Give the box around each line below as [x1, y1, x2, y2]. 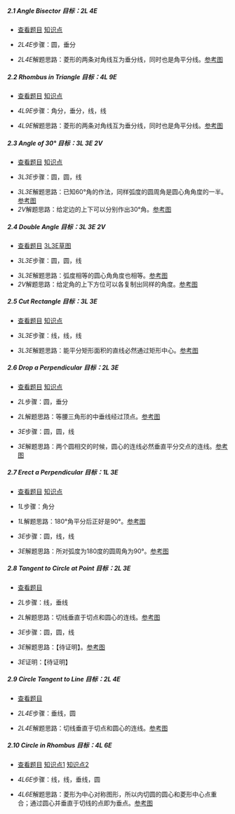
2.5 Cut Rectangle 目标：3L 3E [7, 297, 98, 306]
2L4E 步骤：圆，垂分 [17, 40, 76, 48]
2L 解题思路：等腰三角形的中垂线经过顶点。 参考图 [17, 412, 161, 421]
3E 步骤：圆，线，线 [17, 531, 75, 540]
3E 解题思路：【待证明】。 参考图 [17, 642, 105, 651]
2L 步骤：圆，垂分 [17, 397, 69, 406]
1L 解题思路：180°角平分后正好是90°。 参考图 [17, 517, 146, 525]
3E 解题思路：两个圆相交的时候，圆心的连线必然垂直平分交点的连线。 [17, 442, 216, 450]
